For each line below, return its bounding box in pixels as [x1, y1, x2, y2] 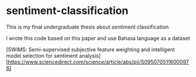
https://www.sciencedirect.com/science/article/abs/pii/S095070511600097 [8, 58, 189, 65]
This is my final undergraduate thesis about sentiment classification [6, 23, 169, 30]
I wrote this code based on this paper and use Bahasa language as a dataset [6, 34, 190, 41]
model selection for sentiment [6, 52, 78, 59]
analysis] [78, 52, 101, 59]
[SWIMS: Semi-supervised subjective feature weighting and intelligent [6, 45, 176, 53]
